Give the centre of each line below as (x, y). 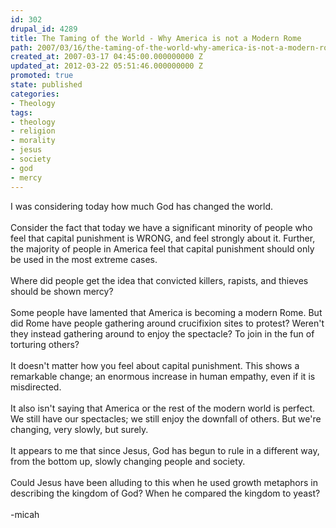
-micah (25, 514)
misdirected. (36, 387)
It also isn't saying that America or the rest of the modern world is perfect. (163, 408)
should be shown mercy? (62, 291)
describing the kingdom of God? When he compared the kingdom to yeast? (165, 493)
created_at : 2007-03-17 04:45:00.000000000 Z (106, 57)
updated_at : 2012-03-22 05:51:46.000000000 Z (106, 66)
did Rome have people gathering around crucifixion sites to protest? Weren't (167, 323)
